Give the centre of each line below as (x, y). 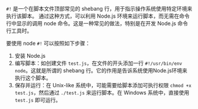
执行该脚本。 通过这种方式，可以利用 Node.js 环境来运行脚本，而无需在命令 (98, 16)
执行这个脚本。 (33, 78)
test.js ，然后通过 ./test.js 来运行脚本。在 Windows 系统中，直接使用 (102, 93)
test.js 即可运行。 (38, 100)
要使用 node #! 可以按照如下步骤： (48, 43)
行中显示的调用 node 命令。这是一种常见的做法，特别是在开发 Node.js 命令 (97, 23)
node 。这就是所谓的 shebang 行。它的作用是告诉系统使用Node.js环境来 (101, 70)
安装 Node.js (30, 56)
